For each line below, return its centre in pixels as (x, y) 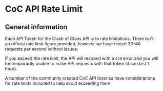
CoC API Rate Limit (44, 9)
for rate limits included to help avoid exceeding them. (59, 83)
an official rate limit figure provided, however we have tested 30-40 (73, 44)
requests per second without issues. (41, 49)
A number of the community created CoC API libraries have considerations (80, 78)
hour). (11, 69)
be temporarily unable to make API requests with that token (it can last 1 (77, 64)
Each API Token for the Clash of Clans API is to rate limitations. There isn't (79, 38)
